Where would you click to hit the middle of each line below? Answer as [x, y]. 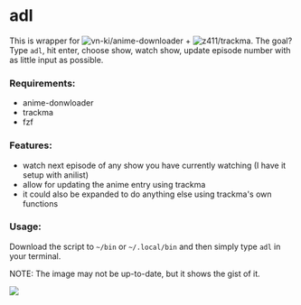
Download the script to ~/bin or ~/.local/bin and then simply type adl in [145, 246]
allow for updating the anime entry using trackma [114, 184]
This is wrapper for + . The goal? [151, 41]
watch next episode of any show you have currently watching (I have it [154, 165]
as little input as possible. [56, 60]
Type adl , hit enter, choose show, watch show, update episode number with [150, 50]
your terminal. [35, 256]
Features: [31, 145]
